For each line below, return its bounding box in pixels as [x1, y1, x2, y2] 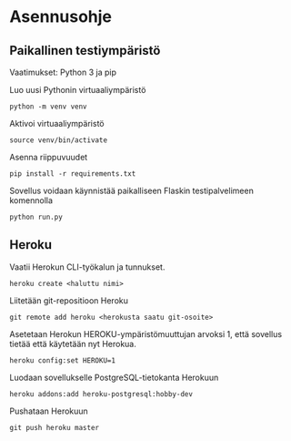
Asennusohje [9, 6, 112, 27]
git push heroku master [9, 423, 100, 432]
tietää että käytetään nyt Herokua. [9, 338, 136, 349]
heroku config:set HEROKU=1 [9, 355, 116, 365]
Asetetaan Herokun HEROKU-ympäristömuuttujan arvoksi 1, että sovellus [9, 328, 283, 339]
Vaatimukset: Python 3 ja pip [9, 67, 116, 77]
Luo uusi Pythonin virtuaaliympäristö [9, 85, 146, 95]
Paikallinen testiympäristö [9, 43, 161, 58]
